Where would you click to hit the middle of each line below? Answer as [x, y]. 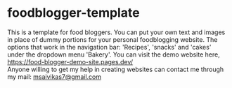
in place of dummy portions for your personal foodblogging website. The [112, 39]
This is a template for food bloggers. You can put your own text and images [116, 32]
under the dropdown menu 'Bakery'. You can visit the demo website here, [114, 54]
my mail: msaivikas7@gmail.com [54, 76]
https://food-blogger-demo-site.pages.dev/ [70, 61]
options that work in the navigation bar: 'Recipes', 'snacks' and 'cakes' [109, 47]
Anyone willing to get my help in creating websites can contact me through [116, 69]
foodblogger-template [73, 13]
